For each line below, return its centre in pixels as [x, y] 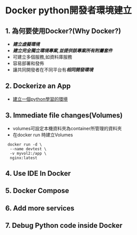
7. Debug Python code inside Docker [64, 226]
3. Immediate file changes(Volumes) [64, 115]
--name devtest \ [28, 149]
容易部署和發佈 [28, 63]
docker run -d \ [25, 144]
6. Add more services [40, 208]
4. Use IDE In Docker [38, 173]
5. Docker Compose [37, 191]
